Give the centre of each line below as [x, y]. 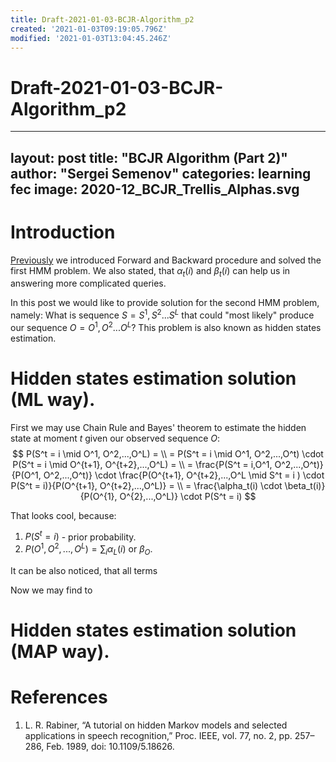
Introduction [63, 232]
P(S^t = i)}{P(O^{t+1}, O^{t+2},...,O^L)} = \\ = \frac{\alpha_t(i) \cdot [146, 485]
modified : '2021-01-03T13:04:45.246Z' [91, 38]
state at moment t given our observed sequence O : [115, 438]
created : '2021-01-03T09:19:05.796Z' [89, 29]
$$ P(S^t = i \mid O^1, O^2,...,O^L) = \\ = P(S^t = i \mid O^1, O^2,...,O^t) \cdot [168, 453]
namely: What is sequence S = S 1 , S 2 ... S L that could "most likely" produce [162, 314]
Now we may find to [51, 590]
